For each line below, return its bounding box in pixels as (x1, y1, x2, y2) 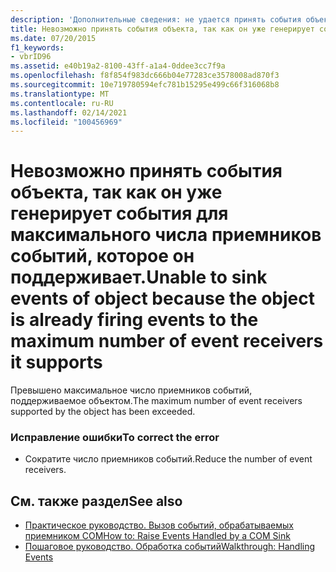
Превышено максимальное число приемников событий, (10, 384, 253, 396)
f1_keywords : (10, 42, 65, 53)
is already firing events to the (10, 309, 259, 331)
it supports (10, 351, 103, 374)
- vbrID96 (10, 52, 52, 62)
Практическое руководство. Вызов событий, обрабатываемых (24, 519, 294, 531)
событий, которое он (10, 245, 195, 268)
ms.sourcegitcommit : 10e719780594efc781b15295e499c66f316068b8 (10, 80, 280, 90)
